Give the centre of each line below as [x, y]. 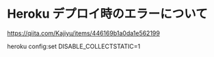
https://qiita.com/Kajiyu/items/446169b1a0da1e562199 [84, 33]
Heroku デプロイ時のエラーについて [107, 14]
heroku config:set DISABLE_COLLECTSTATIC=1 [74, 46]
